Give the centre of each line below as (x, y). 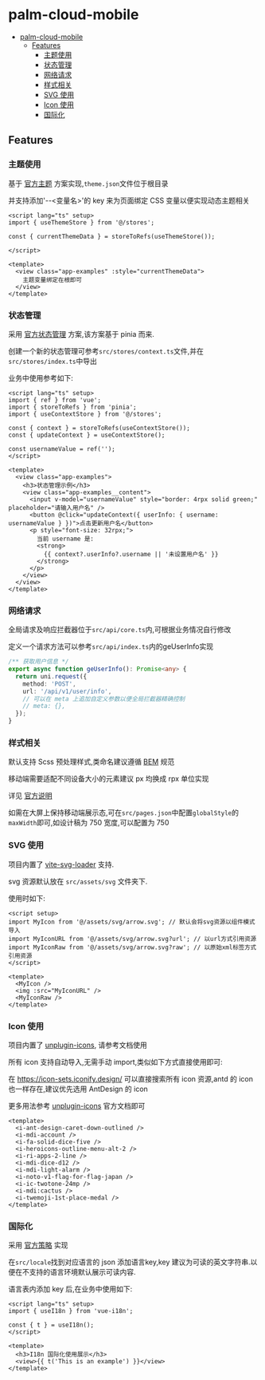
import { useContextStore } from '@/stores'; (85, 414)
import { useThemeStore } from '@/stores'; (82, 222)
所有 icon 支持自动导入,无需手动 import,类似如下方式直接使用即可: (115, 1062)
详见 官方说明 (30, 796)
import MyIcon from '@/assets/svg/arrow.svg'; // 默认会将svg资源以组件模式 (132, 922)
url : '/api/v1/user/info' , (67, 691)
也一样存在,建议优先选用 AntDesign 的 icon (78, 1089)
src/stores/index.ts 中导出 (53, 361)
